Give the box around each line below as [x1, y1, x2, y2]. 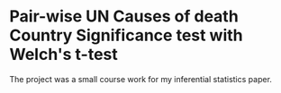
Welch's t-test [9, 45, 119, 64]
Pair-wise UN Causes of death [9, 6, 239, 27]
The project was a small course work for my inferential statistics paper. [9, 73, 273, 84]
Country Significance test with [9, 25, 243, 46]
